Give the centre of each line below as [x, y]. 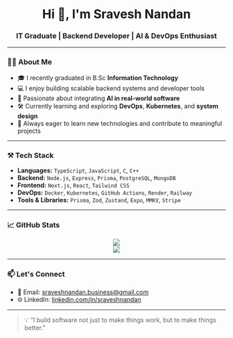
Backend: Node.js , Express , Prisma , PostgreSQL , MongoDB [96, 178]
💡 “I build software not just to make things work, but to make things [120, 320]
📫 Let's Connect [36, 274]
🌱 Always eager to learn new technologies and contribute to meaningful [120, 123]
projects [29, 131]
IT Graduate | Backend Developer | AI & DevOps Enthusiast [116, 36]
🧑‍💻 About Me [29, 62]
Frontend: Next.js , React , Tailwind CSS [73, 185]
